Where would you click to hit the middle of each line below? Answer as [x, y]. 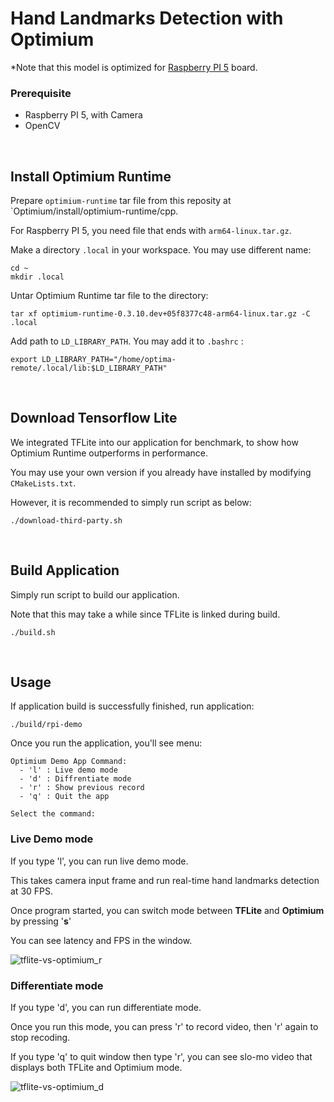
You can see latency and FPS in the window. [101, 940]
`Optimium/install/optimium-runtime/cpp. [94, 211]
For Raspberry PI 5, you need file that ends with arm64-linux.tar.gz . [151, 231]
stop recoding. [40, 1038]
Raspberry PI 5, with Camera [83, 115]
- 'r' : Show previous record [82, 788]
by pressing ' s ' [41, 921]
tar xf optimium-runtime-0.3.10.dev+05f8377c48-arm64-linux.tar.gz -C [160, 314]
